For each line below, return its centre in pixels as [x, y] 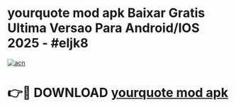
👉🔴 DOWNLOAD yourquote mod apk [118, 93]
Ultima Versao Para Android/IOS [103, 28]
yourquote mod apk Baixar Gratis [106, 13]
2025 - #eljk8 [48, 43]
